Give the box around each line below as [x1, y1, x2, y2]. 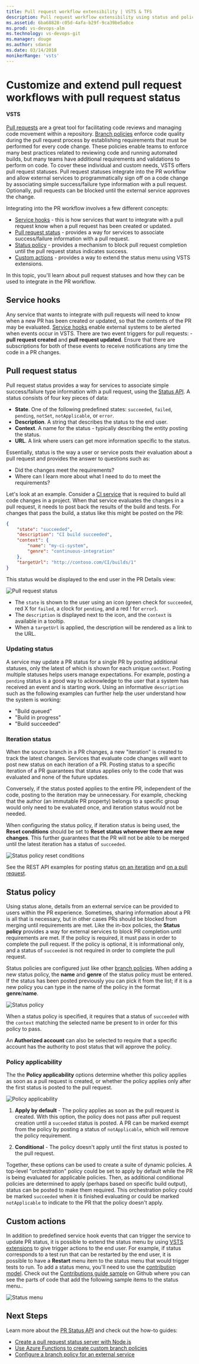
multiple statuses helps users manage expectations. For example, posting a [6, 671, 190, 678]
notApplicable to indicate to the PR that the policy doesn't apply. [6, 1199, 164, 1206]
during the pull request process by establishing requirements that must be [6, 137, 187, 144]
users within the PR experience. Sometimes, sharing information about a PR [6, 909, 191, 916]
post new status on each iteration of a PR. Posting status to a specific [6, 761, 176, 768]
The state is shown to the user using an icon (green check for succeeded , [14, 598, 193, 606]
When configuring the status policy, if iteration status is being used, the [6, 822, 181, 829]
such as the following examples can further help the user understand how [6, 690, 187, 697]
